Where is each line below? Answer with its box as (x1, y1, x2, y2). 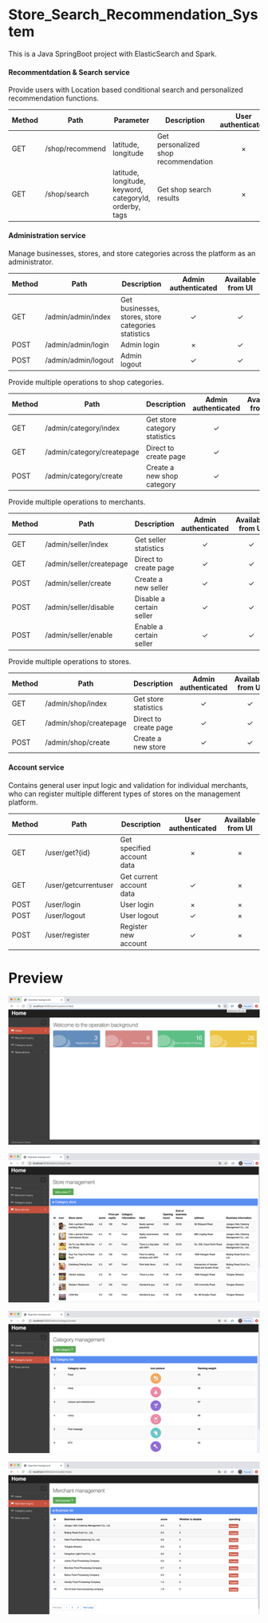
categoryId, (112, 193, 151, 203)
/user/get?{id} (45, 848, 90, 857)
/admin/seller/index (45, 539, 109, 548)
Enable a (134, 622, 164, 631)
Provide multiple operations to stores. (8, 656, 132, 666)
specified (120, 844, 152, 853)
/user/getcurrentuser (45, 880, 114, 889)
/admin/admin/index (45, 311, 112, 321)
